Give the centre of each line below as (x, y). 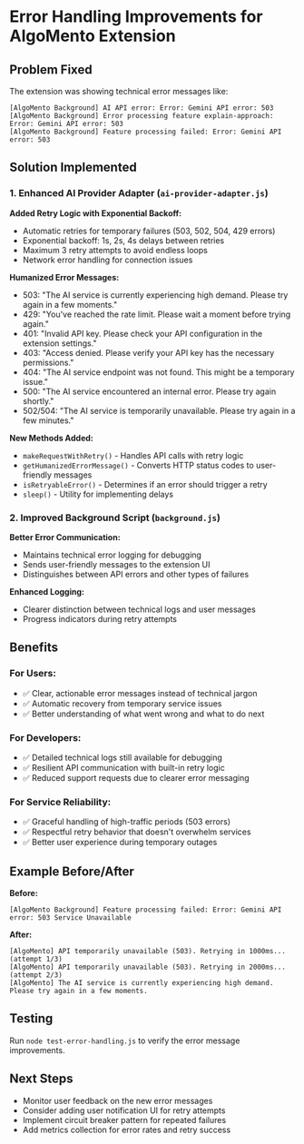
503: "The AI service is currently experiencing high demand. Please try (155, 295)
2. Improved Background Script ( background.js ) (115, 518)
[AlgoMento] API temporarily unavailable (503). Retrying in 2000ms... (147, 967)
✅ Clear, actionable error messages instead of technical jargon (140, 693)
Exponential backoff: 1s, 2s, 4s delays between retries (123, 240)
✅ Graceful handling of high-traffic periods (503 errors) (127, 822)
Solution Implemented (74, 168)
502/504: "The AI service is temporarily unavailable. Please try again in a (159, 410)
